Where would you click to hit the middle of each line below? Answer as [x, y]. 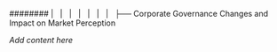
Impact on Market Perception [63, 23]
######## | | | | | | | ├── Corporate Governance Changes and [139, 14]
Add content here [41, 40]
